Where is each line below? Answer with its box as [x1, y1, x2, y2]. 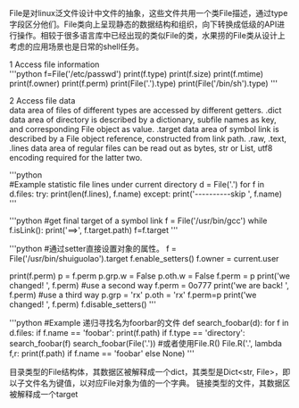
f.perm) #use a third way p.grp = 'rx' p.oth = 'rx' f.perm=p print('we [9, 289, 257, 300]
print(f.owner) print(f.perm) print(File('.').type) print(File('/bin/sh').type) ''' [9, 79, 278, 88]
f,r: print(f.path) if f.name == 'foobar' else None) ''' [9, 348, 195, 359]
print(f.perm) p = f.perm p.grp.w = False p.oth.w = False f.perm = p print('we [9, 271, 290, 281]
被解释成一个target [9, 389, 79, 399]
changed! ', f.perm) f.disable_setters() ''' [9, 299, 156, 310]
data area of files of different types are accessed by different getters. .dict [9, 105, 282, 115]
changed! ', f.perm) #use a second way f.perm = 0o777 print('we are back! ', [9, 280, 290, 290]
